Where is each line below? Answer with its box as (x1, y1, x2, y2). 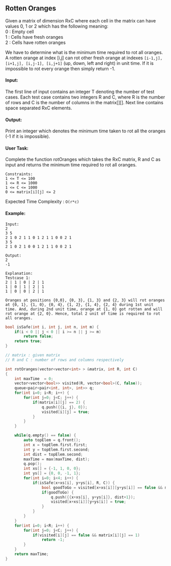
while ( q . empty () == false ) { (14, 433, 76, 438)
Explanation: (5, 271, 33, 276)
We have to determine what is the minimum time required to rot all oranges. (5, 49, 163, 55)
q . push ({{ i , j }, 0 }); (41, 405, 88, 410)
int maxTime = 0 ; (14, 376, 53, 381)
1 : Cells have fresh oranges (5, 34, 64, 40)
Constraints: (5, 172, 33, 177)
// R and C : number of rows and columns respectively (5, 357, 124, 362)
